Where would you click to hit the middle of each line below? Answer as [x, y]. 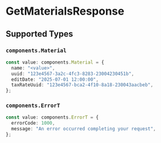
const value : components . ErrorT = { [52, 117]
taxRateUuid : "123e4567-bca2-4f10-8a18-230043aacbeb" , [82, 85]
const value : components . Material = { [55, 62]
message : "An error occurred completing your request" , [84, 129]
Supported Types [40, 34]
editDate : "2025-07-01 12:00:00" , [55, 79]
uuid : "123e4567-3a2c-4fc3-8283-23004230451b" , [73, 74]
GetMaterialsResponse [65, 11]
